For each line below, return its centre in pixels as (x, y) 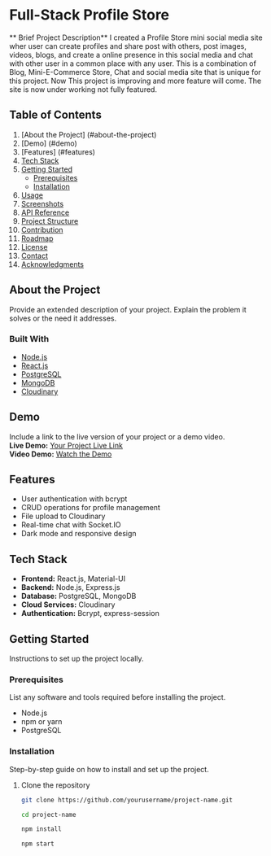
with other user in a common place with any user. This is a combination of (133, 63)
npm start (38, 844)
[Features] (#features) (58, 151)
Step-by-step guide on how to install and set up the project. (109, 769)
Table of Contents (56, 115)
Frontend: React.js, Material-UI (73, 579)
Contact (34, 255)
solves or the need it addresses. (63, 318)
